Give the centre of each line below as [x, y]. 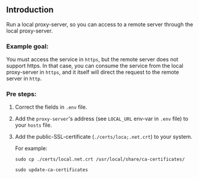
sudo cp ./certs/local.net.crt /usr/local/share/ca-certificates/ [100, 159]
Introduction [30, 10]
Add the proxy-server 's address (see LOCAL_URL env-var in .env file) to [101, 119]
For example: [31, 148]
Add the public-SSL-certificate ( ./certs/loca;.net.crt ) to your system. [103, 137]
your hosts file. [33, 125]
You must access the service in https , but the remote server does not [92, 59]
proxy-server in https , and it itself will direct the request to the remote [93, 72]
